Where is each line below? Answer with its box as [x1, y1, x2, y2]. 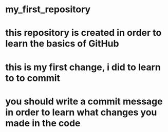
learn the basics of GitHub [5, 38, 119, 50]
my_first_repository [5, 4, 91, 15]
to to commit [5, 72, 61, 84]
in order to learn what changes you [5, 106, 157, 118]
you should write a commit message [5, 96, 163, 107]
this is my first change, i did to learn [5, 61, 161, 73]
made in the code [5, 117, 81, 129]
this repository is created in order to [5, 27, 162, 39]
